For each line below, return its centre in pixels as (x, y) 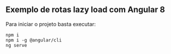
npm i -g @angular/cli (34, 40)
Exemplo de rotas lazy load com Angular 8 (85, 10)
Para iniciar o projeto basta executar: (51, 24)
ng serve (16, 45)
